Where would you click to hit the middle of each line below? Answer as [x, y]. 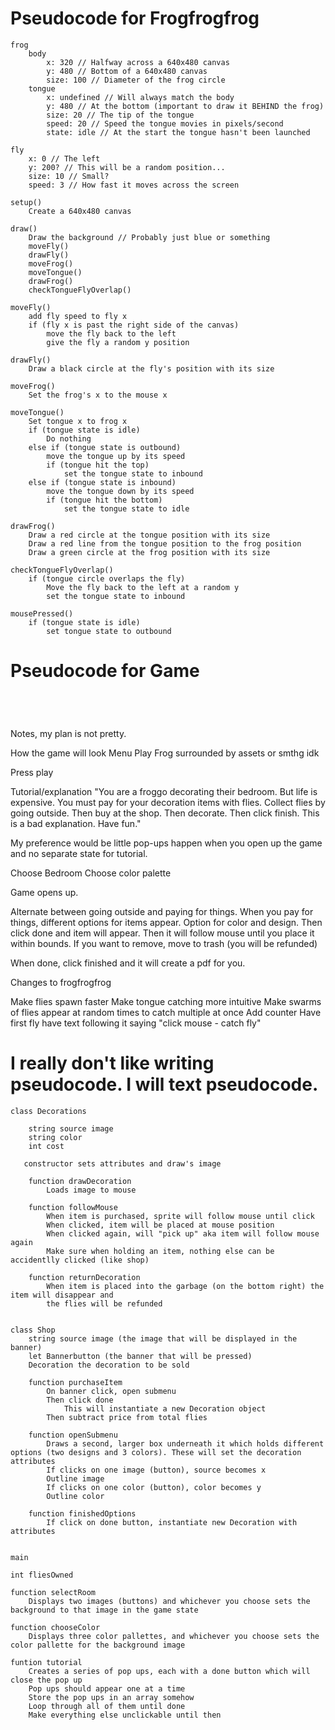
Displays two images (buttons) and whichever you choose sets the [169, 1601]
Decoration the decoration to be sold [109, 1365]
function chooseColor [55, 1627]
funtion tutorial [46, 1662]
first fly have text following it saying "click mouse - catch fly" [136, 1023]
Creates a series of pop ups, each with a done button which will [169, 1671]
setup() [26, 202]
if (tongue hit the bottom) [104, 500]
